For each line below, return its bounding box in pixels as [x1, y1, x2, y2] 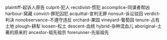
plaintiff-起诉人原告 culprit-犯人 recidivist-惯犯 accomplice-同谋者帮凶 [5, 4, 150, 10]
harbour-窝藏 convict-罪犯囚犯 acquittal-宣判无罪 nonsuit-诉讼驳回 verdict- [5, 10, 161, 16]
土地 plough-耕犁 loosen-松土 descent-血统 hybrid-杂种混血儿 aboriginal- [5, 23, 157, 29]
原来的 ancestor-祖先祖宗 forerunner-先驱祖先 [14, 29, 109, 35]
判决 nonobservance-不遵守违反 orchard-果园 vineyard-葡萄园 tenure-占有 [5, 17, 160, 22]
